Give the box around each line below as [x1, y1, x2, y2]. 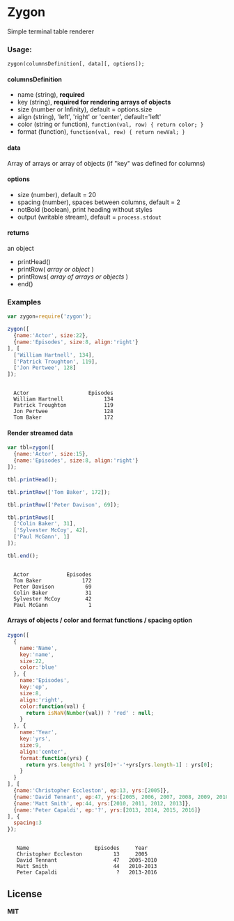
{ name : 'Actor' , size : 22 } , [13, 332, 89, 339]
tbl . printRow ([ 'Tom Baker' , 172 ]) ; [7, 488, 111, 495]
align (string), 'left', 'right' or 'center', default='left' [17, 113, 162, 121]
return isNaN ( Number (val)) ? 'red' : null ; [25, 709, 155, 716]
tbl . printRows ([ [7, 513, 54, 521]
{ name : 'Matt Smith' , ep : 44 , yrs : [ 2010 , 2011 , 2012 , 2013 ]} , [13, 800, 192, 807]
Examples [7, 297, 42, 307]
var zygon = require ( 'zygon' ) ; [7, 313, 92, 320]
